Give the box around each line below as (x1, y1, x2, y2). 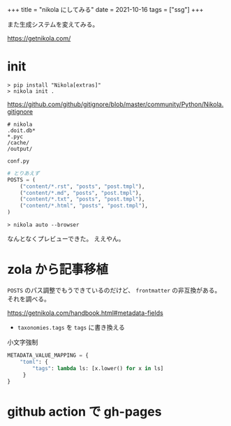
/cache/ (7, 139, 30, 146)
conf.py (7, 157, 30, 165)
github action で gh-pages (7, 404, 162, 420)
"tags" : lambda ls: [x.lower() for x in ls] (32, 365, 164, 372)
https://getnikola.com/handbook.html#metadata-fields (7, 309, 164, 317)
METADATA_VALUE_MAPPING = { (7, 352, 89, 359)
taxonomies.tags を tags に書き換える (17, 323, 126, 331)
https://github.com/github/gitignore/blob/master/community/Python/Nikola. (7, 100, 224, 108)
